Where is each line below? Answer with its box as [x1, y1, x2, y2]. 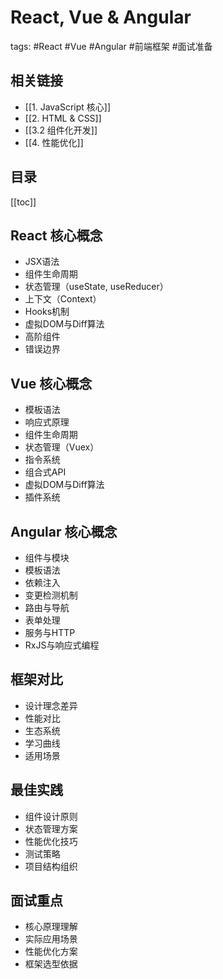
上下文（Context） [24, 293, 102, 305]
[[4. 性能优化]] [24, 136, 84, 148]
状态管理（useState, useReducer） [24, 281, 169, 293]
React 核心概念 [10, 227, 103, 244]
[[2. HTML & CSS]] [24, 112, 102, 124]
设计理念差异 [24, 699, 78, 711]
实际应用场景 [24, 933, 78, 945]
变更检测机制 [24, 589, 78, 601]
